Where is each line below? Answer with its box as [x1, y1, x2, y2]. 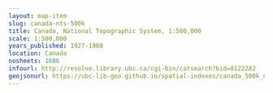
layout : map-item [8, 11, 67, 20]
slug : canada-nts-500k [8, 19, 85, 27]
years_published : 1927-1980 [8, 42, 104, 50]
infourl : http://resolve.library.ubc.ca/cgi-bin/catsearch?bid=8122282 [8, 65, 256, 73]
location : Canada [8, 49, 67, 57]
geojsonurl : [8, 72, 49, 80]
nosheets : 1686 [8, 57, 60, 66]
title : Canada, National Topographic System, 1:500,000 [8, 27, 201, 35]
